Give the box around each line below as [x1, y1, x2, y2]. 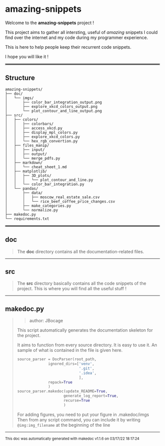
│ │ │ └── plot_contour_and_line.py [5, 177, 93, 182]
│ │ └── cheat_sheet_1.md [5, 164, 67, 170]
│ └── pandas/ [5, 186, 38, 191]
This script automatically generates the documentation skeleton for [17, 327, 153, 333]
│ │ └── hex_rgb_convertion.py [5, 138, 78, 143]
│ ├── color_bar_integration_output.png [5, 100, 102, 104]
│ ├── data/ [5, 190, 43, 195]
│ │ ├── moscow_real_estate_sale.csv [5, 195, 100, 200]
